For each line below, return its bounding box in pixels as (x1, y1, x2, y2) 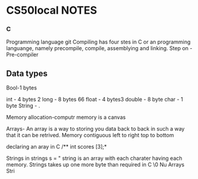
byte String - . (6, 102, 41, 109)
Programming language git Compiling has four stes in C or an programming (6, 38, 191, 45)
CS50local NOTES (6, 4, 97, 17)
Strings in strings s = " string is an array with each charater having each (6, 155, 183, 162)
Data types (6, 68, 48, 78)
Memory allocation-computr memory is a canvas (6, 114, 126, 121)
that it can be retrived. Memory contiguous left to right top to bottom (6, 132, 174, 139)
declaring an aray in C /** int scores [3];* (6, 143, 107, 150)
